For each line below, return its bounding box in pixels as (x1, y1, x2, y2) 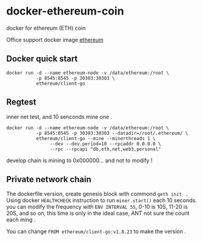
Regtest (6, 97, 36, 107)
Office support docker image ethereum (6, 36, 104, 43)
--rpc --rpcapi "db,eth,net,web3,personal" (49, 146, 162, 152)
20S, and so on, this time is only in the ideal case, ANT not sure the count (6, 209, 190, 217)
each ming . (6, 216, 36, 223)
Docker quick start (6, 53, 78, 64)
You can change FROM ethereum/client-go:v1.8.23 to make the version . (6, 228, 186, 235)
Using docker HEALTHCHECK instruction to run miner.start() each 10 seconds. (6, 197, 197, 204)
